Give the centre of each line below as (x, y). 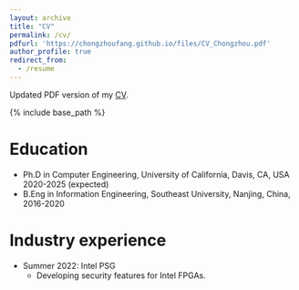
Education (49, 149)
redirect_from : (38, 60)
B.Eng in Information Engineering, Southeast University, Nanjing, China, (156, 193)
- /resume (36, 69)
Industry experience (88, 240)
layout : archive (40, 18)
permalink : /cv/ (40, 35)
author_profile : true (51, 52)
